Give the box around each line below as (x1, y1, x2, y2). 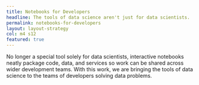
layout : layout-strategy (6, 25, 69, 32)
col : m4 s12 (6, 31, 36, 37)
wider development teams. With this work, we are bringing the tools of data (6, 66, 194, 72)
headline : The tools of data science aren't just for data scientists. (6, 14, 190, 20)
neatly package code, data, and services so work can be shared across (6, 59, 184, 66)
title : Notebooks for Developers (6, 8, 90, 15)
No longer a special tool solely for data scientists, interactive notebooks (6, 53, 184, 60)
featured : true (6, 37, 45, 42)
